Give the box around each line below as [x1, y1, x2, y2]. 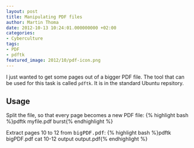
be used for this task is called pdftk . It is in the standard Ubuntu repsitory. [6, 79, 184, 86]
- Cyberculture [6, 36, 43, 41]
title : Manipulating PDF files [6, 14, 83, 20]
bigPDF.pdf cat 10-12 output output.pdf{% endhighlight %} [6, 135, 148, 143]
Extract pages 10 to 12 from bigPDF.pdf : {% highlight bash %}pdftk [6, 129, 172, 136]
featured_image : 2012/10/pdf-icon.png [6, 57, 101, 63]
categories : [6, 30, 35, 36]
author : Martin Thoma [6, 19, 59, 25]
